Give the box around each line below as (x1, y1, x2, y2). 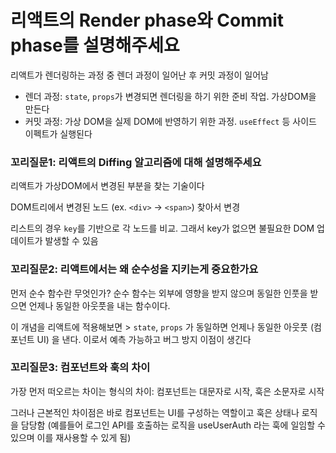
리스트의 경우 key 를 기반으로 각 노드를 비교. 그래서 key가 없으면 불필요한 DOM (10, 222, 315, 235)
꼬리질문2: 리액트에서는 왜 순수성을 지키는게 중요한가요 (10, 262, 259, 276)
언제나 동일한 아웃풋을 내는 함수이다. (28, 299, 171, 311)
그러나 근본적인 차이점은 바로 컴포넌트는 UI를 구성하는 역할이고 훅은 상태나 (10, 406, 300, 418)
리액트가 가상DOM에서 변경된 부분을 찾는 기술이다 (10, 180, 205, 192)
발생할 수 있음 (44, 235, 99, 247)
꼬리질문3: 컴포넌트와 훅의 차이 (10, 361, 151, 375)
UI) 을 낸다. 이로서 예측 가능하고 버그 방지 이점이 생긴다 (36, 333, 252, 345)
